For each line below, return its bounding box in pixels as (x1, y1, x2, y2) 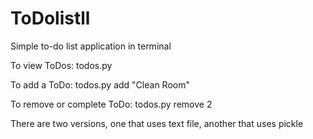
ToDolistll (10, 7, 91, 30)
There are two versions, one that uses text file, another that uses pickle (10, 117, 304, 129)
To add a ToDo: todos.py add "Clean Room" (10, 78, 190, 91)
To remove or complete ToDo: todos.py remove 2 (10, 98, 213, 110)
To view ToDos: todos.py (10, 59, 113, 71)
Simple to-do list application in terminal (10, 40, 172, 52)
